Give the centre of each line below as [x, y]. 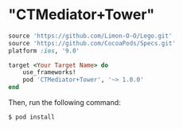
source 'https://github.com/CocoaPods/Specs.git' [92, 43]
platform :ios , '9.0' [44, 51]
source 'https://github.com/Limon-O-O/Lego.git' [90, 36]
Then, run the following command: [64, 103]
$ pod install [32, 117]
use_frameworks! [50, 72]
